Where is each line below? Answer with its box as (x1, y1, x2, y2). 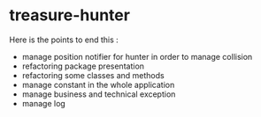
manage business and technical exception (21, 89, 176, 99)
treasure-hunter (9, 5, 131, 26)
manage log (21, 98, 66, 108)
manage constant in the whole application (21, 79, 175, 90)
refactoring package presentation (21, 61, 144, 71)
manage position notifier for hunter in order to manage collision (21, 51, 253, 62)
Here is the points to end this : (9, 34, 119, 45)
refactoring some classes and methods (21, 69, 165, 80)
